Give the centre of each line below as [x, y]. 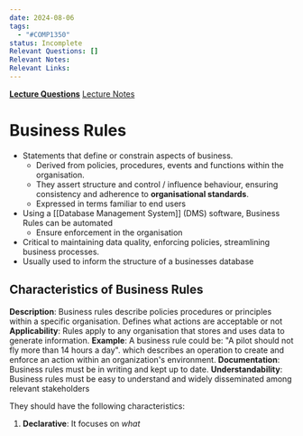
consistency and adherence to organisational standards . [142, 194]
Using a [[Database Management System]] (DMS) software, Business [151, 213]
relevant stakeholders [50, 388]
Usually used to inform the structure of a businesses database [138, 261]
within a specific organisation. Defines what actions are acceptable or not [146, 321]
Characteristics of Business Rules [106, 290]
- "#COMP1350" [44, 34]
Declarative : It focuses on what [81, 423]
